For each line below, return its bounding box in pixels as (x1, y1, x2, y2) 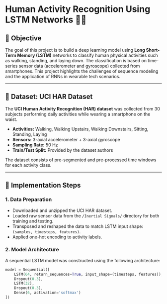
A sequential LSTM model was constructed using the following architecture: (5, 257, 161, 263)
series (5, 63, 18, 69)
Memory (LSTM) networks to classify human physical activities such (17, 52, 158, 58)
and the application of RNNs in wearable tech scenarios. (5, 74, 121, 79)
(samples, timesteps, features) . (12, 228, 81, 234)
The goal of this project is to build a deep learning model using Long (5, 47, 145, 53)
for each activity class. (5, 162, 52, 168)
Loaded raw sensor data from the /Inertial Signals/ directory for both (12, 212, 160, 218)
